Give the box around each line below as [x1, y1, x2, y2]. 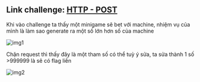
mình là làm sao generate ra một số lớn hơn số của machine [6, 27, 155, 34]
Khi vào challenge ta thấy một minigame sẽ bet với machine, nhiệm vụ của [6, 20, 190, 28]
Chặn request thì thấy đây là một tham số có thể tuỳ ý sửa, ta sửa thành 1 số [6, 51, 195, 58]
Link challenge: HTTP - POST [6, 5, 117, 15]
